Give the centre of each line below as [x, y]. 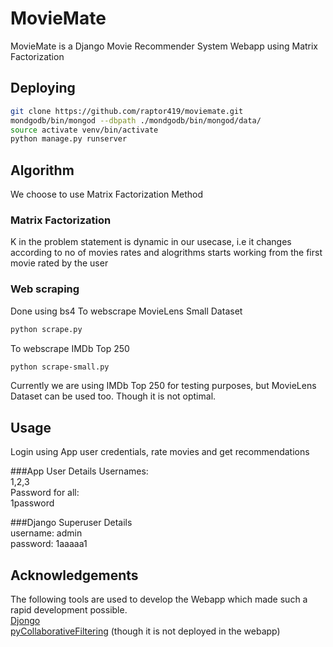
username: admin [46, 533]
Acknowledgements [74, 575]
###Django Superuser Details [71, 523]
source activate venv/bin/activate [84, 130]
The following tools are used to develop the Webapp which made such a [159, 599]
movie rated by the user [59, 263]
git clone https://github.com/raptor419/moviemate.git [127, 111]
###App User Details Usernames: [79, 471]
